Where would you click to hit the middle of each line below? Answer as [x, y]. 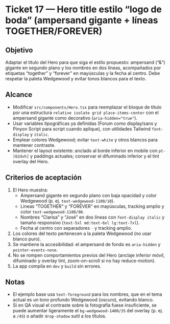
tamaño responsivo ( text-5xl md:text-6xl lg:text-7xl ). [80, 222]
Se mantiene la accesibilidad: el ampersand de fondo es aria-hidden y [87, 244]
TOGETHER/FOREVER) [54, 31]
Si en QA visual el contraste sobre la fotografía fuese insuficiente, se [84, 305]
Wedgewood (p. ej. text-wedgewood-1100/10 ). [67, 201]
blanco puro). [27, 239]
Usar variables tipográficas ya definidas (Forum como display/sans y [85, 123]
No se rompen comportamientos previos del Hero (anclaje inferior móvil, [89, 255]
